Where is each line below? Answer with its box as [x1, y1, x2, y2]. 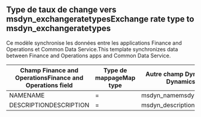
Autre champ [145, 70, 184, 78]
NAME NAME [9, 91, 45, 99]
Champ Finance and [20, 66, 79, 74]
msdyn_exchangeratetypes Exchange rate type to [6, 14, 194, 24]
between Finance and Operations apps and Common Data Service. [6, 52, 171, 59]
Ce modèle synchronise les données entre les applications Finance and [6, 39, 182, 47]
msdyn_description [141, 101, 195, 109]
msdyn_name [141, 91, 179, 99]
